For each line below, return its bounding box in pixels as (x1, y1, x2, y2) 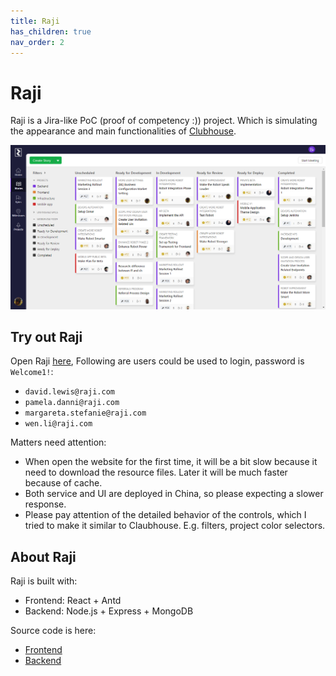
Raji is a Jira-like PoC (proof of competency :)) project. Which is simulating (10, 115, 318, 127)
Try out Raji (10, 329, 83, 346)
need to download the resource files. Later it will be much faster (24, 466, 288, 479)
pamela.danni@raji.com (24, 398, 120, 408)
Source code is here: (10, 625, 97, 637)
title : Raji (10, 16, 60, 26)
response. (24, 498, 67, 510)
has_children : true (10, 26, 92, 37)
